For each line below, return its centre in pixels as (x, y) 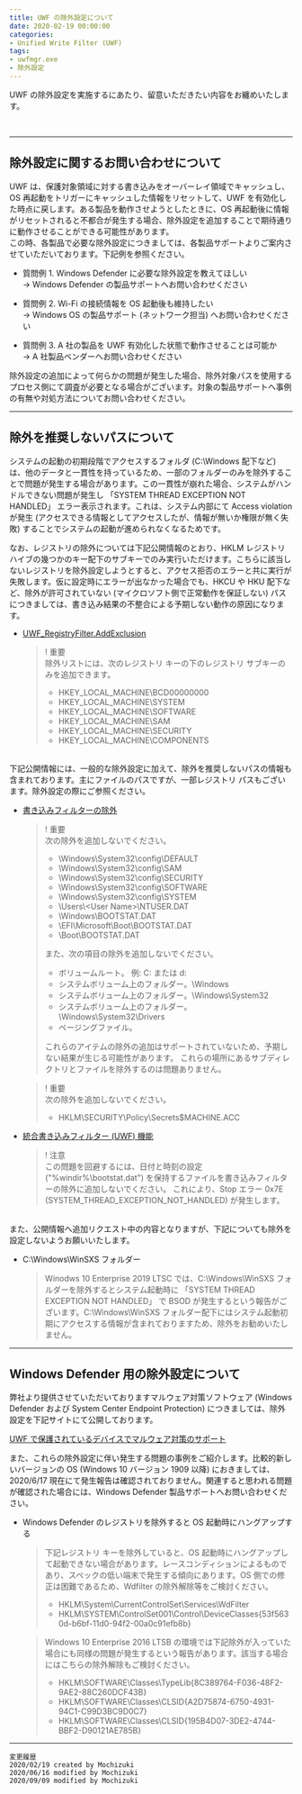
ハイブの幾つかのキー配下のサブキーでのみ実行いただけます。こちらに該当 (147, 558)
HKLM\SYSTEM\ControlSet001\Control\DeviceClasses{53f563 (173, 1614)
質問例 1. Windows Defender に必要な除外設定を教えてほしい (135, 273)
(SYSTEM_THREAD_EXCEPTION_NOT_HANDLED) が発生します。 (164, 1200)
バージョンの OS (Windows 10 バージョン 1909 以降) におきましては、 (146, 1470)
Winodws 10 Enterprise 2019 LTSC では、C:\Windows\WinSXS (160, 1278)
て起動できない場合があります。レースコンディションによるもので (166, 1564)
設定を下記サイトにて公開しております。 (84, 1420)
